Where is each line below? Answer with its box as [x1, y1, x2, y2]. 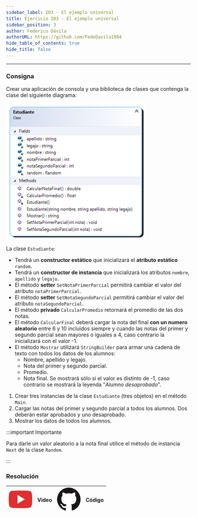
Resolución [6, 472, 39, 481]
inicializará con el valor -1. [14, 338, 78, 345]
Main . [14, 399, 28, 406]
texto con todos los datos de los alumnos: [14, 350, 116, 357]
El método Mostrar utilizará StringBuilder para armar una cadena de [14, 343, 181, 351]
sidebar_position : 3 [6, 22, 57, 28]
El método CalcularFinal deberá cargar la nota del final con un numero [14, 319, 188, 326]
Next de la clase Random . [6, 446, 63, 454]
